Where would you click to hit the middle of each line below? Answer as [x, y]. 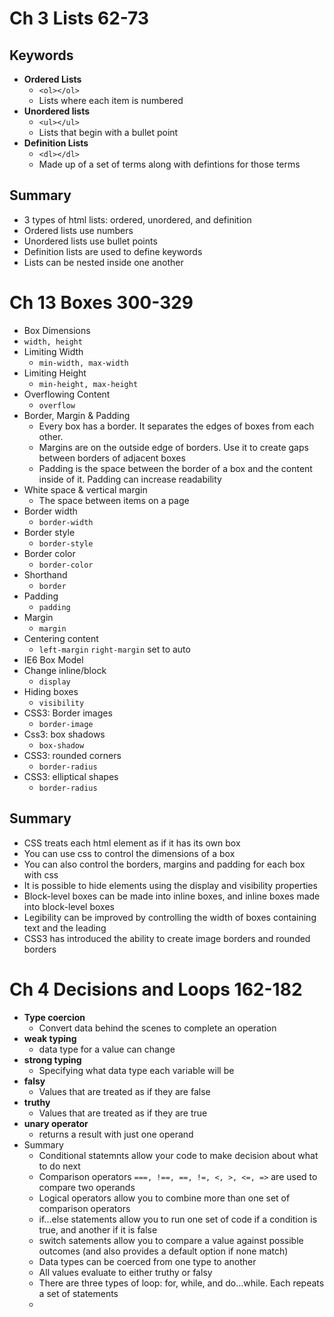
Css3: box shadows [64, 734]
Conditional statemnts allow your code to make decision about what [178, 1155]
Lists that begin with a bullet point [108, 132]
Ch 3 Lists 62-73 [79, 18]
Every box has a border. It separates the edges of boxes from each [176, 426]
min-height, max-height [88, 384]
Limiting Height [55, 373]
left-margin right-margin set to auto [114, 649]
